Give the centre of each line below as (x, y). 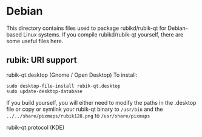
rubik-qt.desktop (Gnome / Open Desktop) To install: (72, 75)
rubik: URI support (42, 60)
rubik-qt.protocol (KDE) (35, 127)
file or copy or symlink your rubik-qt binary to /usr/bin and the (85, 109)
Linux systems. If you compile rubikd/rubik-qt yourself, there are (103, 34)
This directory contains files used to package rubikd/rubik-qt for (86, 28)
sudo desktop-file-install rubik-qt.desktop (63, 86)
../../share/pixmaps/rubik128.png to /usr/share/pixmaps (78, 115)
